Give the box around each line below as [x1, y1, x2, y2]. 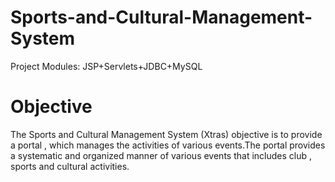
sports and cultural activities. [10, 160, 130, 172]
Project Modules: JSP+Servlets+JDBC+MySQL [10, 60, 203, 72]
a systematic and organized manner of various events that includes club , [10, 149, 313, 161]
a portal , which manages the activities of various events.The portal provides [10, 139, 326, 151]
